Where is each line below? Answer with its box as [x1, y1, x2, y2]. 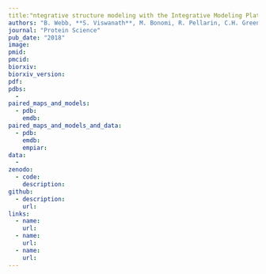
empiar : [22, 144, 47, 152]
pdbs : [8, 84, 26, 93]
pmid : [8, 48, 26, 56]
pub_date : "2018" [8, 33, 66, 42]
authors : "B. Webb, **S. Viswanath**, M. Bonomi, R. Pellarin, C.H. [8, 19, 239, 27]
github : [8, 187, 34, 196]
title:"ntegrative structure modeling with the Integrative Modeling [8, 11, 243, 20]
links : [8, 210, 30, 218]
